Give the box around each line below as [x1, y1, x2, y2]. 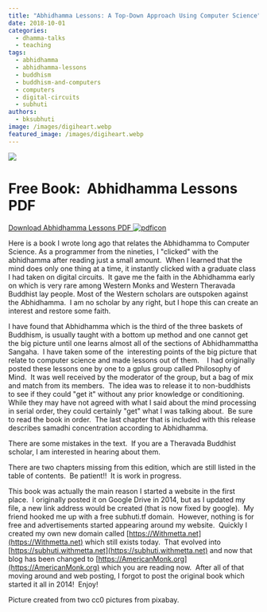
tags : [8, 49, 26, 57]
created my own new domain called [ [8, 528, 130, 538]
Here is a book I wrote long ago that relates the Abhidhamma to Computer [8, 238, 250, 248]
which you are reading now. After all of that [101, 563, 245, 572]
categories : [8, 26, 48, 34]
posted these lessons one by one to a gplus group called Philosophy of [8, 363, 241, 373]
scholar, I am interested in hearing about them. [8, 447, 161, 457]
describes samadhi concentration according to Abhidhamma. [8, 423, 208, 433]
